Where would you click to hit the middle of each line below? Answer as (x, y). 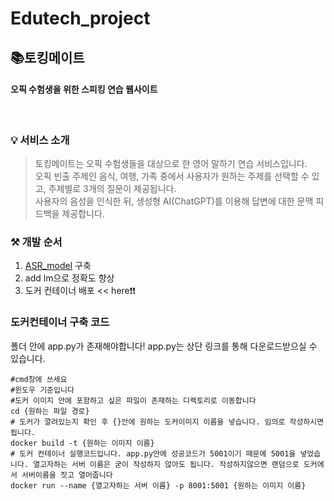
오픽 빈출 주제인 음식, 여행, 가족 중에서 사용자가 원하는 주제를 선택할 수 (172, 176)
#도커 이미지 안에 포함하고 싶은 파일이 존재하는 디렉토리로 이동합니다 (133, 400)
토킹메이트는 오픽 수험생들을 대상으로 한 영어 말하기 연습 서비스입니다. (171, 164)
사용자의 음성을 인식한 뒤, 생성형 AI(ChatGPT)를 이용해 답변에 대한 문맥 (174, 201)
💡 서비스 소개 (40, 140)
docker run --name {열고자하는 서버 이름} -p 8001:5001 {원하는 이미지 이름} (158, 485)
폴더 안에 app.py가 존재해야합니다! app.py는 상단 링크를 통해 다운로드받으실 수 (164, 346)
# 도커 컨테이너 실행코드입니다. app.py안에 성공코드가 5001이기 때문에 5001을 (153, 453)
